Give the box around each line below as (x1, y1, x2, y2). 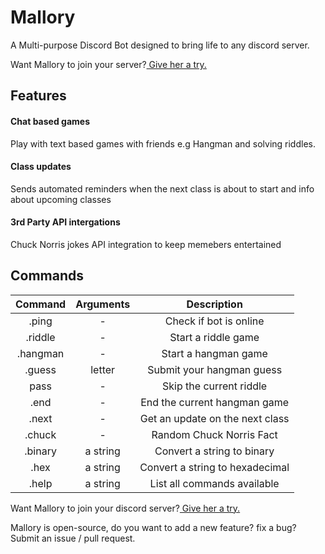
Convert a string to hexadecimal (139, 460, 290, 474)
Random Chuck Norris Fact (151, 427, 278, 441)
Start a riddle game (169, 330, 260, 344)
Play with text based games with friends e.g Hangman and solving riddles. (10, 137, 316, 150)
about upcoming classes (10, 193, 112, 205)
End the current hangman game (140, 395, 290, 409)
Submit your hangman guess (147, 362, 283, 376)
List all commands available (149, 476, 280, 490)
